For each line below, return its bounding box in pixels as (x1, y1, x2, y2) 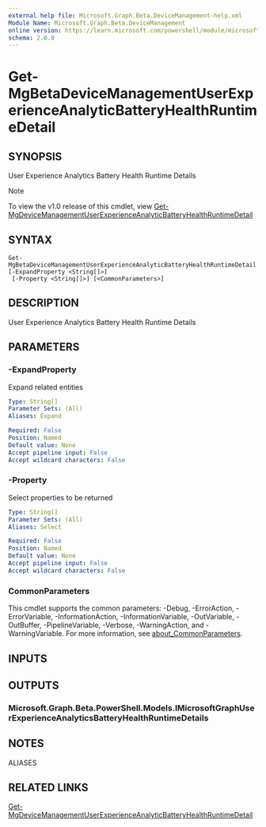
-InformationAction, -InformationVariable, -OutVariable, (55, 612, 235, 622)
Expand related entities (8, 382, 83, 392)
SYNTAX (8, 233, 53, 247)
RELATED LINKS (8, 781, 89, 794)
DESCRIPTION (8, 297, 79, 310)
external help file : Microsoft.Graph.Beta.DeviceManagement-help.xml (8, 11, 243, 20)
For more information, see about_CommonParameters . (66, 629, 243, 638)
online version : (8, 26, 62, 34)
